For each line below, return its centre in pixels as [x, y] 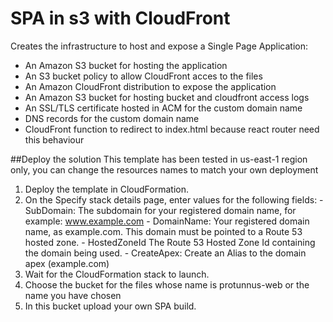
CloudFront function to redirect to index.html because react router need [172, 129]
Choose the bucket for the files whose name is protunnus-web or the [167, 284]
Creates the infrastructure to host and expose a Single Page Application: [159, 46]
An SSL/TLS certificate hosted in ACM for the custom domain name [163, 108]
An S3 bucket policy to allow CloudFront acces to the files [143, 76]
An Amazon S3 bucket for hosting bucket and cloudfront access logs [167, 97]
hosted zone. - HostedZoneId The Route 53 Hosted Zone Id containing [170, 242]
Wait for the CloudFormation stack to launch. [117, 274]
